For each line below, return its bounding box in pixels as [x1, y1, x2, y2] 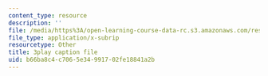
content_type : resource [8, 11, 88, 20]
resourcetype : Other [8, 41, 77, 49]
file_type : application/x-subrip [8, 33, 120, 42]
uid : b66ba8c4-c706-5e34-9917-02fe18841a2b [8, 56, 156, 64]
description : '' [8, 19, 62, 27]
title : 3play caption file [8, 48, 98, 56]
